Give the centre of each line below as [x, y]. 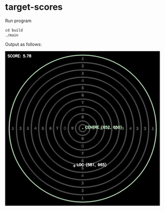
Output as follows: [24, 44]
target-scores [34, 7]
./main [12, 35]
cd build [14, 30]
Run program [18, 21]
